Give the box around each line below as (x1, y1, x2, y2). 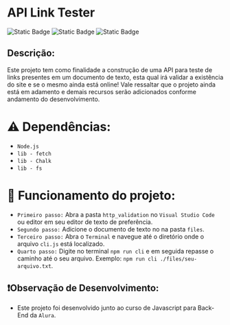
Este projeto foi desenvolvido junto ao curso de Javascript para (16, 304, 197, 312)
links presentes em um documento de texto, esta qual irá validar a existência (7, 73, 224, 81)
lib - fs (16, 165, 43, 172)
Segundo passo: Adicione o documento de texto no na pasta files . (16, 225, 205, 233)
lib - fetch (16, 150, 51, 157)
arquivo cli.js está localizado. (16, 239, 105, 248)
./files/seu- (160, 256, 198, 262)
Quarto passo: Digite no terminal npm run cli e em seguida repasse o (16, 247, 214, 255)
